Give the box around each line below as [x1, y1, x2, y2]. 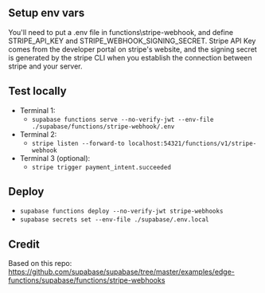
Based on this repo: [8, 259, 72, 268]
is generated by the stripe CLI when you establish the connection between [8, 53, 252, 62]
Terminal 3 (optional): [19, 153, 91, 162]
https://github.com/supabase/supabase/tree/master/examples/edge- [8, 267, 235, 277]
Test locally [8, 84, 67, 98]
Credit [8, 237, 40, 251]
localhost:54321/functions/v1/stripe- [127, 139, 257, 147]
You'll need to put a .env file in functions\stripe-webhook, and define [8, 27, 233, 37]
